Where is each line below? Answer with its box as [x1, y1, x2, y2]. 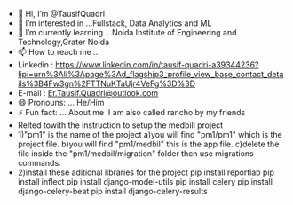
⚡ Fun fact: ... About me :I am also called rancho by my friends [17, 107, 246, 117]
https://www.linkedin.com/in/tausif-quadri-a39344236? [55, 59, 259, 70]
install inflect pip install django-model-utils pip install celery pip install [17, 177, 273, 186]
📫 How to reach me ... [17, 47, 100, 57]
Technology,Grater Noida [17, 36, 110, 47]
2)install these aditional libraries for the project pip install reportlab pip [17, 167, 275, 177]
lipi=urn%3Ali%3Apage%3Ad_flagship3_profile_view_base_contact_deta [17, 69, 284, 79]
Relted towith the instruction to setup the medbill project [17, 120, 224, 130]
